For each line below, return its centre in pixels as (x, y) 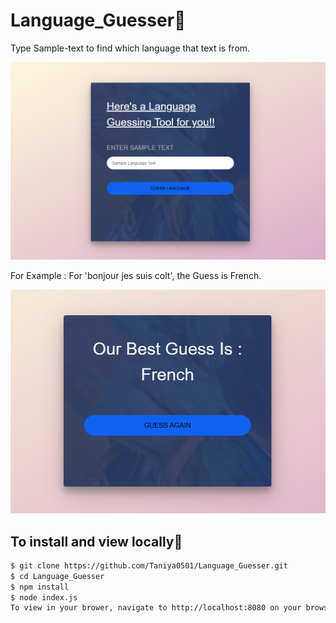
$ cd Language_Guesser (57, 576)
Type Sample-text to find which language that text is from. (130, 48)
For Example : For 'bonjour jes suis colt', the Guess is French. (136, 276)
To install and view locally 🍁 (96, 541)
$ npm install (40, 587)
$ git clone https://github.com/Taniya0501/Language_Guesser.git (149, 565)
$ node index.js (44, 597)
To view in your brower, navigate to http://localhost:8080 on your (156, 608)
